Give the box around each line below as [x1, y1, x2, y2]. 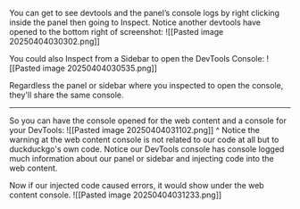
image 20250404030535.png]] [42, 63, 158, 73]
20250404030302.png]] [9, 36, 100, 46]
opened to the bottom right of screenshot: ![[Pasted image [9, 27, 224, 37]
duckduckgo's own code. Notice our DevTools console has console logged [9, 144, 285, 155]
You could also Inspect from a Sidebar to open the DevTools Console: [9, 54, 265, 63]
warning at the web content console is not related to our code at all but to [9, 134, 279, 145]
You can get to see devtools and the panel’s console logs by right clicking [9, 8, 279, 18]
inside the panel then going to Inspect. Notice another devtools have [9, 17, 262, 28]
